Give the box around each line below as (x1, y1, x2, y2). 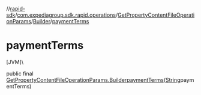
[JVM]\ (6, 58, 24, 65)
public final (6, 70, 34, 77)
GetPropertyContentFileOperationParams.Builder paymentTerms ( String (6, 76, 181, 83)
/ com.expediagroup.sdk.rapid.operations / (14, 11, 118, 19)
